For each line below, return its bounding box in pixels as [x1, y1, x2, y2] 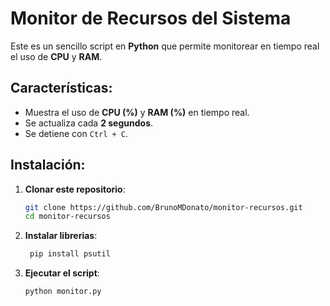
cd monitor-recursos [24, 212, 111, 222]
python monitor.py [24, 287, 102, 297]
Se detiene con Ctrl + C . [24, 127, 129, 139]
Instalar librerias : [24, 230, 98, 242]
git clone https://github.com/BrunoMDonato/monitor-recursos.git [24, 202, 303, 212]
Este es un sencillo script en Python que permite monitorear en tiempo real [10, 40, 320, 52]
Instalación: [10, 157, 86, 174]
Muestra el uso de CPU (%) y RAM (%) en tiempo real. [24, 106, 250, 118]
